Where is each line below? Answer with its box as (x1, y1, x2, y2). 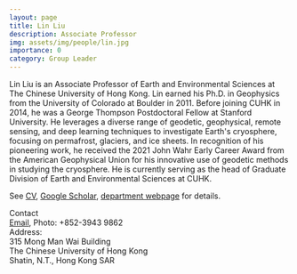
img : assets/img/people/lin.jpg (9, 37, 129, 47)
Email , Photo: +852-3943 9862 (9, 217, 124, 228)
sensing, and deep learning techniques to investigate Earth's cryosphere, (9, 126, 277, 136)
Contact (9, 208, 38, 218)
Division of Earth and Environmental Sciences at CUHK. (9, 173, 212, 183)
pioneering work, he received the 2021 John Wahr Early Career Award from (9, 145, 285, 156)
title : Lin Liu (9, 21, 66, 30)
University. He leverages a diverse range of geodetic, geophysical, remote (9, 117, 282, 127)
